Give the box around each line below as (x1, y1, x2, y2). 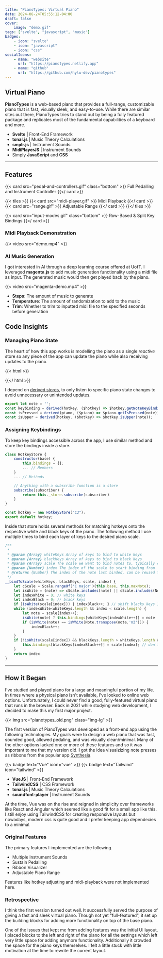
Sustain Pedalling (12, 859, 47, 865)
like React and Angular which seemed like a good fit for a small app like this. (5, 806, 157, 812)
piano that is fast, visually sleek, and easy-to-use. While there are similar (5, 106, 150, 112)
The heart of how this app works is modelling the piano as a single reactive (5, 348, 155, 354)
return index (14, 651, 40, 656)
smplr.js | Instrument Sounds (12, 141, 71, 147)
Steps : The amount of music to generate (12, 293, 94, 299)
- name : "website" (14, 57, 51, 62)
